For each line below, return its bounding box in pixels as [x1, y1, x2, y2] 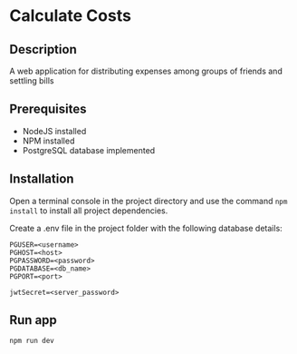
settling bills [9, 75, 54, 86]
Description [9, 42, 77, 57]
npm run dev [9, 337, 54, 346]
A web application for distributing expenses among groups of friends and [9, 65, 283, 76]
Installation [9, 172, 74, 187]
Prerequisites [9, 102, 87, 117]
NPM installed [22, 135, 75, 146]
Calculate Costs [9, 5, 131, 26]
